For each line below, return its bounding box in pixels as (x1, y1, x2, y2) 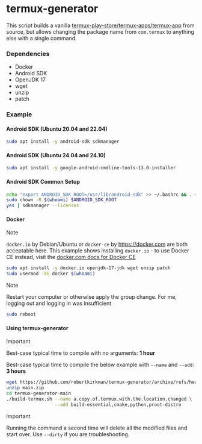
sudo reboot (6, 311, 36, 317)
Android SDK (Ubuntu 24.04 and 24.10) (6, 151, 106, 158)
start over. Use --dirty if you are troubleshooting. (6, 430, 130, 438)
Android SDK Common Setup (6, 178, 80, 185)
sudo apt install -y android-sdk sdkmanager (6, 139, 120, 145)
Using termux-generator (6, 324, 69, 331)
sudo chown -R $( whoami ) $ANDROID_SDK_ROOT (6, 197, 117, 203)
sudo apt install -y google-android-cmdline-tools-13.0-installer (6, 165, 176, 171)
